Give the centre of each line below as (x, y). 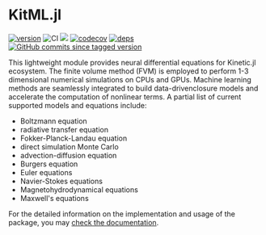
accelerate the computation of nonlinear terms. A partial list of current (125, 97)
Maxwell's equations (54, 198)
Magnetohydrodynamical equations (79, 189)
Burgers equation (49, 164)
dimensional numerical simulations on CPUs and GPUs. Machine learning (130, 79)
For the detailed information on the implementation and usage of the (122, 214)
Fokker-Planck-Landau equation (74, 138)
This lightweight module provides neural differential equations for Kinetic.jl (132, 62)
